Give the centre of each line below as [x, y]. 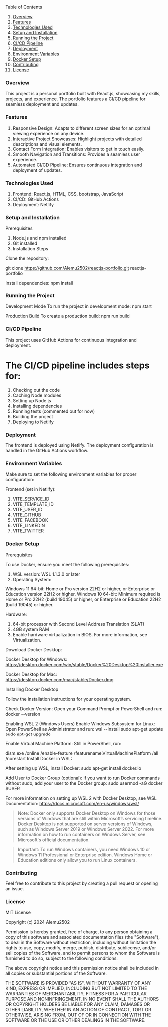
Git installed [25, 243]
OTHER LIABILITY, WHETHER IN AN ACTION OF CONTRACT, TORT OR [78, 1010]
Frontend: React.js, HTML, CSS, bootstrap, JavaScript [68, 194]
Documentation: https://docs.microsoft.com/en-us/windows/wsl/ [72, 803]
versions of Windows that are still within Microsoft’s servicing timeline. [90, 818]
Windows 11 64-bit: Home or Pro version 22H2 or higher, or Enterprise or [80, 589]
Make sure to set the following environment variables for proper [71, 474]
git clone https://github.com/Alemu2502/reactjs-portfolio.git [67, 268]
